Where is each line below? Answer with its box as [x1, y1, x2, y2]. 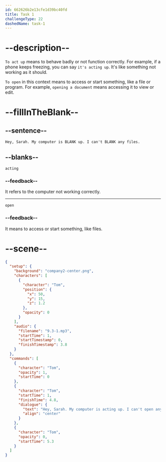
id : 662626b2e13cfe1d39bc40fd [5, 7, 68, 12]
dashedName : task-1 [5, 21, 45, 26]
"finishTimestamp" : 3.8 [18, 342, 68, 347]
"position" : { [23, 287, 52, 292]
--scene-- [5, 243, 47, 254]
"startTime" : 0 [18, 374, 50, 379]
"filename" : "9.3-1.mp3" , [18, 328, 72, 333]
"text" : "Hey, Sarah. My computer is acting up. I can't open [23, 407, 154, 411]
